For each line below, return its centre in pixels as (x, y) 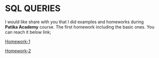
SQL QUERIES (33, 8)
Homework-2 (18, 51)
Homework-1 (18, 41)
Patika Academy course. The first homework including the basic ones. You (80, 27)
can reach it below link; (28, 32)
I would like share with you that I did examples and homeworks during (74, 22)
